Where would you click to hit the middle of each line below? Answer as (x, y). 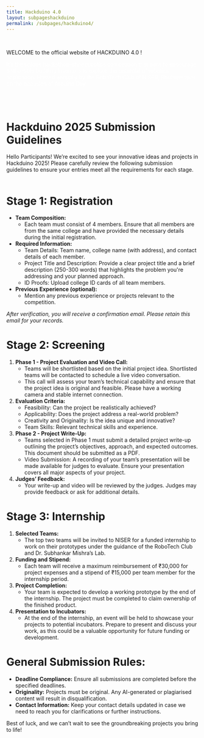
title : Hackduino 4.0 (34, 12)
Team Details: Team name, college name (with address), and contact (110, 250)
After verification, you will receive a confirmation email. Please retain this (98, 314)
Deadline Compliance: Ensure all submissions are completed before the (106, 679)
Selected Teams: (37, 534)
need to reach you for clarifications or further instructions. (88, 712)
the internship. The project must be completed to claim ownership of (110, 599)
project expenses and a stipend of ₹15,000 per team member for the (110, 572)
